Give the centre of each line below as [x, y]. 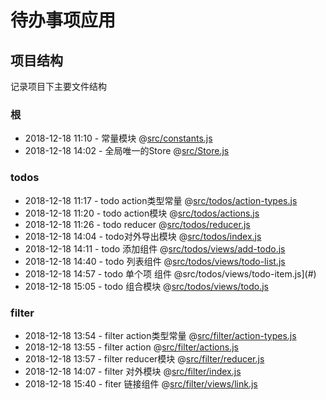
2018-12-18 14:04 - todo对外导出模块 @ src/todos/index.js [143, 236]
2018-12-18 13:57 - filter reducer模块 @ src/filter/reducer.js [144, 358]
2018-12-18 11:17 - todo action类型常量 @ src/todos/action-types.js [161, 200]
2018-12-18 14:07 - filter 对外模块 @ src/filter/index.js [133, 371]
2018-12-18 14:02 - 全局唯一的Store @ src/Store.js [127, 151]
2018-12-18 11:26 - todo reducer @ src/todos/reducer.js [137, 224]
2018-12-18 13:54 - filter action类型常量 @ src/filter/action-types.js [160, 335]
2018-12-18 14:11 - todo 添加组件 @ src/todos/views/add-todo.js [155, 248]
